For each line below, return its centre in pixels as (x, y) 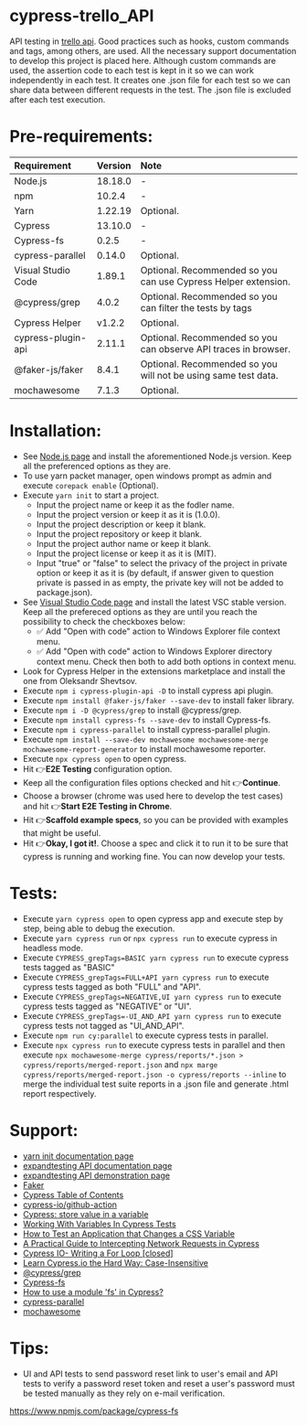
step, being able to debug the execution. (99, 928)
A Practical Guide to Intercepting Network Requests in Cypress (141, 1243)
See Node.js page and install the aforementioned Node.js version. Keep (157, 456)
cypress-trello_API (82, 16)
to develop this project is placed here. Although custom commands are (143, 60)
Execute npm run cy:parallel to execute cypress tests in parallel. (145, 1035)
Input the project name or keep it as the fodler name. (135, 505)
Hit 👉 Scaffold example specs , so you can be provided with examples (155, 820)
